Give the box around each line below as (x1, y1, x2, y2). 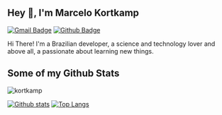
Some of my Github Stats (7, 68, 120, 80)
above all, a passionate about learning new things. (7, 47, 154, 55)
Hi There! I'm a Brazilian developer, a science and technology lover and (7, 40, 216, 48)
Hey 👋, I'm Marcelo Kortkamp (7, 7, 140, 19)
